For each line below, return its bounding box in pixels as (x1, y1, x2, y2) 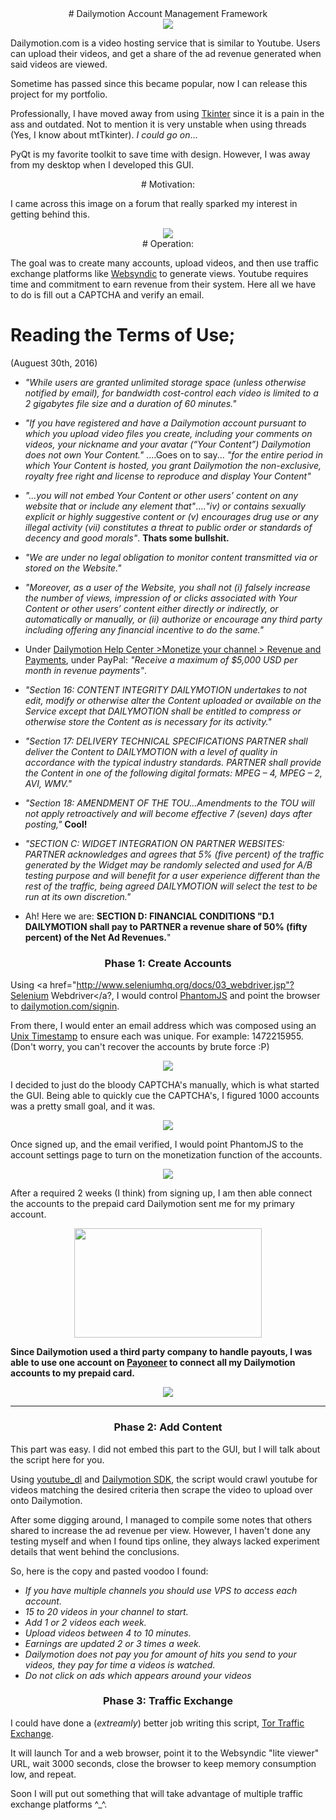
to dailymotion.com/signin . (10, 1000, 120, 1012)
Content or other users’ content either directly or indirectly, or (24, 602, 279, 614)
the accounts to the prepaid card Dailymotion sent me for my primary (10, 1198, 295, 1210)
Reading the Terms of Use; (10, 324, 236, 347)
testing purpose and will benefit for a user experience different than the (24, 869, 321, 881)
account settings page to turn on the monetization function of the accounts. (10, 1149, 323, 1161)
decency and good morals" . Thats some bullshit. (24, 532, 230, 544)
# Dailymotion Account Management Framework (68, 8, 268, 19)
